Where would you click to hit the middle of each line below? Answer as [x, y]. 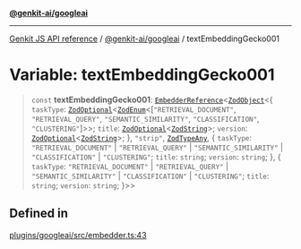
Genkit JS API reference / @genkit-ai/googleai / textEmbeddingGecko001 [145, 39]
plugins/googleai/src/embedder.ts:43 [78, 235]
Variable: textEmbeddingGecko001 [142, 75]
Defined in [39, 214]
